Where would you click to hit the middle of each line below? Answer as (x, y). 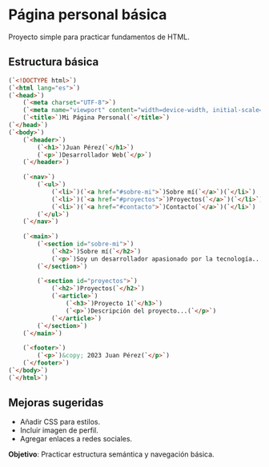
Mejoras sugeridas (56, 403)
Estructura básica (54, 62)
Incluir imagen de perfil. (59, 430)
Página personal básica (88, 15)
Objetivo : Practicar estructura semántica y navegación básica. (111, 454)
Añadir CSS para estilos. (60, 422)
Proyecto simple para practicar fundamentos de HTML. (99, 37)
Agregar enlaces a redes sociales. (76, 439)
